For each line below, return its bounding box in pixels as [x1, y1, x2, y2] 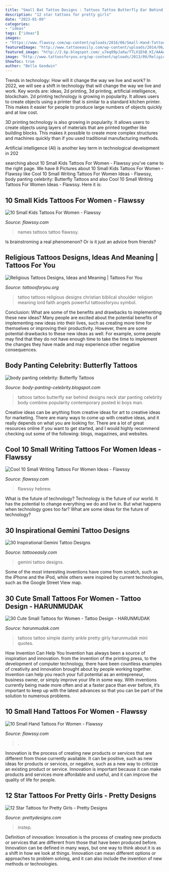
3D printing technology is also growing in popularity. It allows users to [5, 119, 150, 125]
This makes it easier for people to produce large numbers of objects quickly [5, 104, 162, 110]
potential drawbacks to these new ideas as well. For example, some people [5, 330, 161, 336]
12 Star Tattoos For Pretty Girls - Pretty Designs [5, 791, 157, 800]
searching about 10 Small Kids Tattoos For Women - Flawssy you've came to [5, 160, 164, 166]
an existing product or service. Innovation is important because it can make [5, 766, 161, 772]
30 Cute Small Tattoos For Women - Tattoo [5, 594, 141, 603]
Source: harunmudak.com [5, 625, 59, 631]
